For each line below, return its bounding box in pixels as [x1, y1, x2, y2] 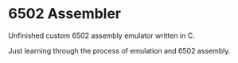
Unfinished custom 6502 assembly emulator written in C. [8, 31, 195, 40]
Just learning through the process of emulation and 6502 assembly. [8, 46, 231, 55]
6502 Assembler [8, 5, 122, 23]
